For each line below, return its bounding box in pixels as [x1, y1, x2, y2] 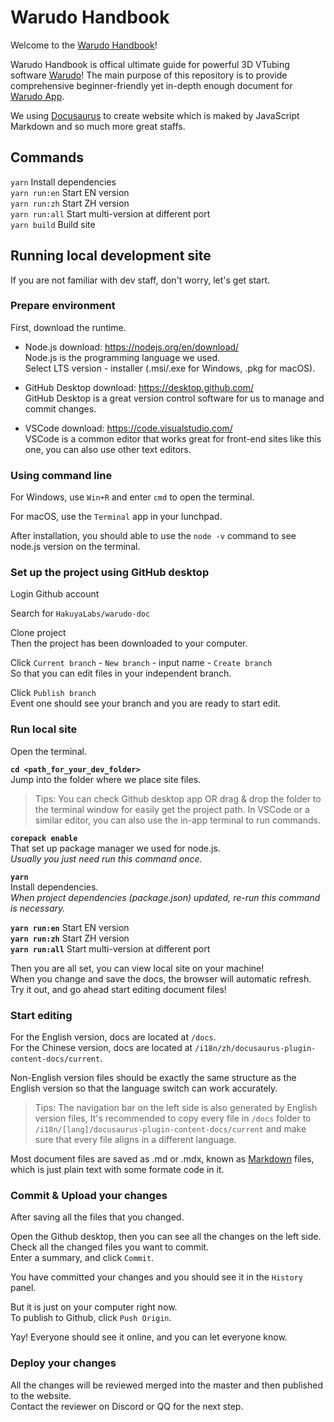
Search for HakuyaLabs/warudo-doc [10, 607, 151, 620]
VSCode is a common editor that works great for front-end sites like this [24, 432, 322, 445]
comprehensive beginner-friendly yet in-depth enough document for [10, 79, 293, 91]
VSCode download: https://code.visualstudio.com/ [24, 422, 233, 434]
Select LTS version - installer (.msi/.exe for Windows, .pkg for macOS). [24, 362, 316, 374]
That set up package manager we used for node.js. [10, 842, 221, 854]
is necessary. [10, 902, 66, 914]
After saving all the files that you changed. [10, 1211, 185, 1223]
